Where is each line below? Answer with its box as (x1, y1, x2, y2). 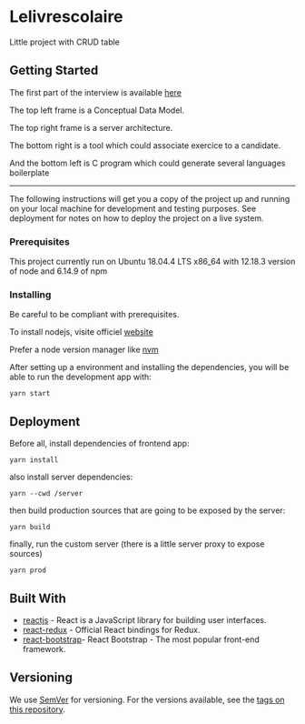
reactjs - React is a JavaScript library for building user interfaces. (22, 614, 267, 625)
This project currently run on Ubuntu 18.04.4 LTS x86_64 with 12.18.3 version (9, 256, 296, 267)
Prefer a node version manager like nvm (9, 344, 159, 356)
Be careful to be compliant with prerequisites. (9, 309, 180, 320)
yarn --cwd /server (9, 489, 84, 498)
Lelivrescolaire (9, 6, 124, 27)
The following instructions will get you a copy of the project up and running (9, 193, 290, 204)
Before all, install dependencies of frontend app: (9, 438, 190, 449)
